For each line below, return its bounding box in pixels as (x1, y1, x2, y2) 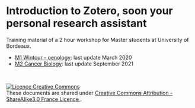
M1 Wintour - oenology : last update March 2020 (14, 54, 132, 61)
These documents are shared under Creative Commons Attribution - (6, 89, 173, 96)
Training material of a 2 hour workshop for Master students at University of (6, 36, 189, 43)
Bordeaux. (6, 42, 31, 50)
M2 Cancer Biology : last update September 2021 (14, 60, 133, 67)
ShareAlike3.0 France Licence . (6, 96, 82, 103)
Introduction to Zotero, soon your (6, 4, 173, 18)
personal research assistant (6, 17, 147, 30)
